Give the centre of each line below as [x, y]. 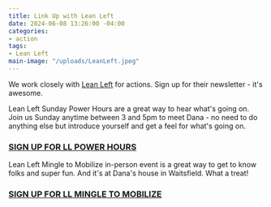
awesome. [26, 93]
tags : [17, 46]
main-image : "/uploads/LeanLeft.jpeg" [74, 62]
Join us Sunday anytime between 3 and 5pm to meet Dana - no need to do [133, 117]
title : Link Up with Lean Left [61, 16]
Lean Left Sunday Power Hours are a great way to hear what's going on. [129, 108]
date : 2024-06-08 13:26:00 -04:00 [67, 24]
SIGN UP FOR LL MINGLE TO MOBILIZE [85, 194]
